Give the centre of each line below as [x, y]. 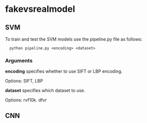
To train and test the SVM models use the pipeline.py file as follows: [74, 39]
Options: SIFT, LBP [24, 81]
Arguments [19, 60]
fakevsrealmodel [40, 9]
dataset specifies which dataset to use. [45, 90]
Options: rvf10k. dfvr [26, 100]
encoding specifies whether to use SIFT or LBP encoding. [64, 71]
